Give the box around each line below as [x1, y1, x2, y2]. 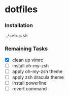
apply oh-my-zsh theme [12, 68, 63, 75]
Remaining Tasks [5, 45, 48, 52]
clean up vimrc [12, 57, 44, 63]
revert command [12, 86, 47, 92]
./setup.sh [5, 33, 28, 39]
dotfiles [5, 4, 38, 15]
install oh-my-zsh [12, 62, 49, 68]
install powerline [12, 80, 47, 86]
